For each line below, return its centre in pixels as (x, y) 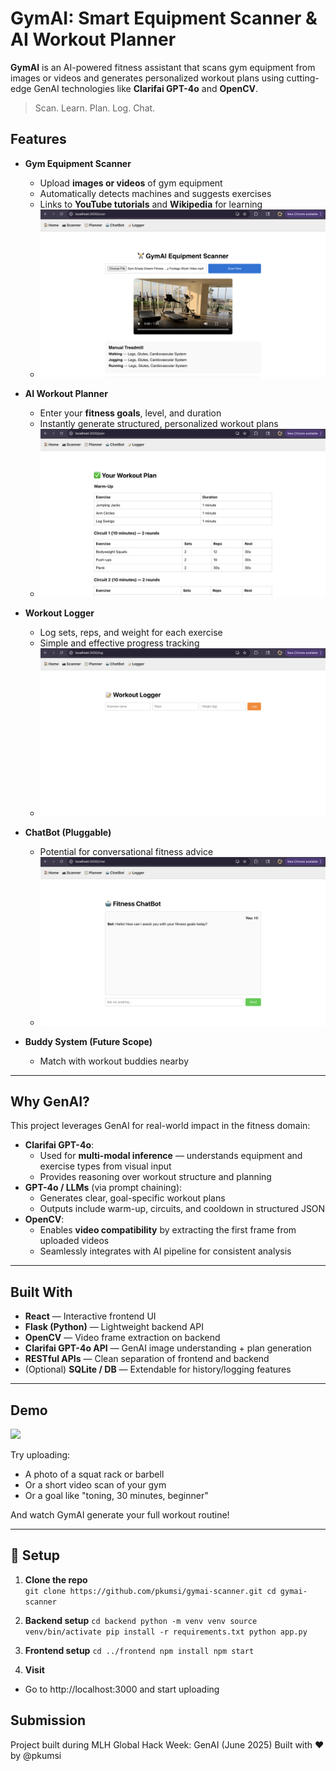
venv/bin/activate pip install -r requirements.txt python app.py (166, 1632)
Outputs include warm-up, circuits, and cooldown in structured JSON (182, 1209)
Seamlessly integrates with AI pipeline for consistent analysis (165, 1251)
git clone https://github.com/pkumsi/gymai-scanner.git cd (150, 1591)
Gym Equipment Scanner (78, 163)
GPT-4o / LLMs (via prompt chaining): (103, 1188)
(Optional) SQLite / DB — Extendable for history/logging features (158, 1369)
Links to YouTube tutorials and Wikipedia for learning (151, 204)
